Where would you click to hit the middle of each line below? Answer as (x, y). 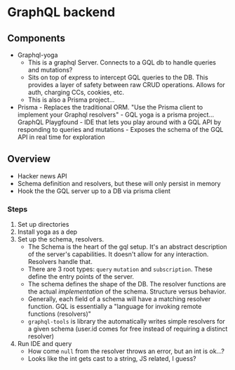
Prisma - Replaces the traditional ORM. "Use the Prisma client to (110, 107)
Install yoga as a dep (47, 232)
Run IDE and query (45, 344)
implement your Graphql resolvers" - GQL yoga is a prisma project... (116, 114)
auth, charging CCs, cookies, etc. (76, 92)
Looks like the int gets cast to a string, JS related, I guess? (112, 359)
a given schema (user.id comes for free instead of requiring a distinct (128, 329)
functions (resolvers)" (59, 314)
